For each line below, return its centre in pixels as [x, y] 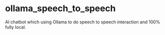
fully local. [16, 27]
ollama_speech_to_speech [60, 9]
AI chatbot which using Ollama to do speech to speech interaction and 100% [83, 22]
